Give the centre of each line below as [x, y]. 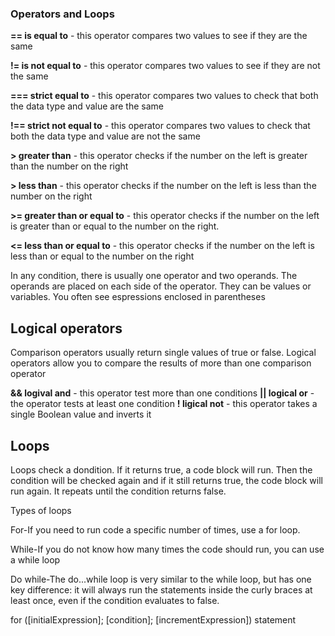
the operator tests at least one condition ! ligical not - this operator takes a [164, 404]
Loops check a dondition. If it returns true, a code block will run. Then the [161, 469]
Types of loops [41, 510]
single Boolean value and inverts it [81, 414]
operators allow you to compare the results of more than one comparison [161, 363]
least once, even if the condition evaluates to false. [115, 600]
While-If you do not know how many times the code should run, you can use [167, 549]
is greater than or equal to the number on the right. [115, 226]
